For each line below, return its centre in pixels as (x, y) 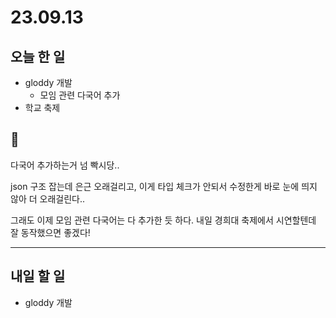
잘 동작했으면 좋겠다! (50, 232)
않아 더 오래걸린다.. (47, 198)
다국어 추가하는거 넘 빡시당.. (65, 165)
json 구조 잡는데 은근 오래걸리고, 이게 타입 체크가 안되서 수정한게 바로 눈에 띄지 (164, 186)
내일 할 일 (38, 276)
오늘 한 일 (38, 56)
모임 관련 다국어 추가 (80, 95)
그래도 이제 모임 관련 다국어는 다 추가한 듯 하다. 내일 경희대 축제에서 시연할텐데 (163, 220)
